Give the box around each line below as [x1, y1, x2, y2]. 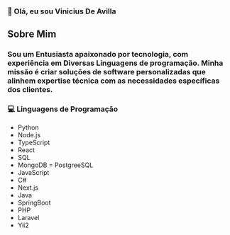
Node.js [17, 130, 41, 139]
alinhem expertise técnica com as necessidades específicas [7, 76, 220, 86]
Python [17, 123, 39, 132]
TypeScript [17, 138, 50, 147]
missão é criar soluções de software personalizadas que [7, 67, 206, 77]
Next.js [17, 183, 39, 192]
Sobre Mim [7, 28, 57, 40]
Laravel [17, 213, 40, 222]
